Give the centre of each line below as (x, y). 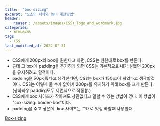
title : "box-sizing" (27, 9)
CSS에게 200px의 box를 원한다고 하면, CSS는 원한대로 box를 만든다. (77, 60)
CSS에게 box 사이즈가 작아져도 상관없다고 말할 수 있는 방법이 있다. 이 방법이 (84, 96)
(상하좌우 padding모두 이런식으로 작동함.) (51, 90)
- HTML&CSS (20, 32)
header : (13, 18)
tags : (10, 37)
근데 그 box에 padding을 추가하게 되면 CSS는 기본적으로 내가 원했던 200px (83, 66)
